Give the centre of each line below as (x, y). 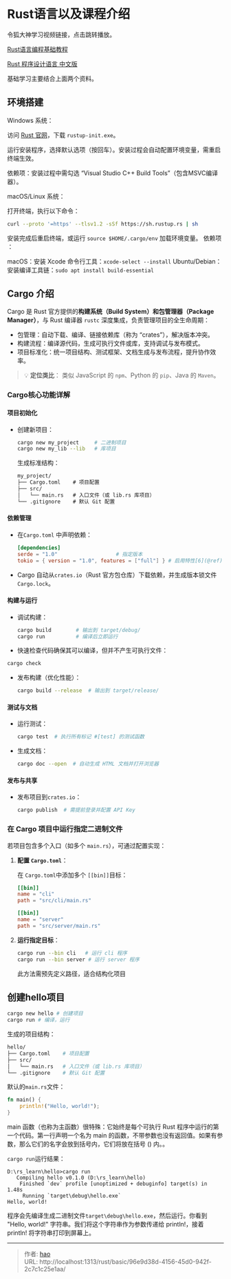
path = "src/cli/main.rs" (54, 901)
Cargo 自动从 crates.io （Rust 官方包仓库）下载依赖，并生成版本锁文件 (117, 575)
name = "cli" (36, 894)
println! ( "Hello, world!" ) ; (59, 1107)
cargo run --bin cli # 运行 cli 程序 (72, 953)
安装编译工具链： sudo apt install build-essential (81, 270)
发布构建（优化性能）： (49, 677)
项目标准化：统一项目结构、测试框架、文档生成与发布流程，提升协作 (113, 352)
